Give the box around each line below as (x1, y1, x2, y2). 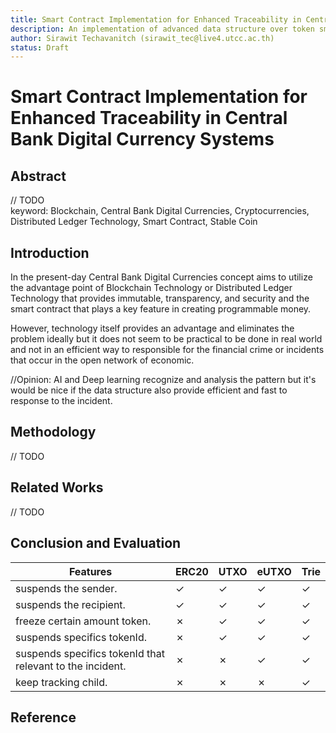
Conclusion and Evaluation (10, 535, 182, 552)
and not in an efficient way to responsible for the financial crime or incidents (10, 344, 325, 356)
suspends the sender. (15, 581, 118, 595)
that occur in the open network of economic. (10, 354, 195, 366)
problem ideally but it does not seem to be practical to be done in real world (10, 333, 323, 345)
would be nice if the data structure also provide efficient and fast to (10, 384, 288, 396)
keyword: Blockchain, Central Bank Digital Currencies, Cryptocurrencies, (10, 205, 310, 217)
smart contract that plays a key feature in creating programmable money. (10, 303, 312, 315)
